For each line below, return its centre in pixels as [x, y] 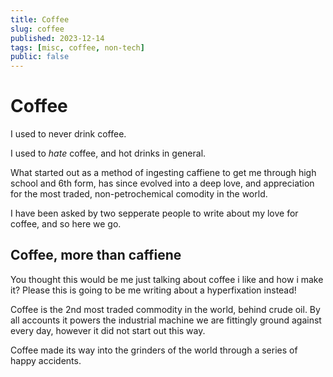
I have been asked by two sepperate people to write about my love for [154, 213]
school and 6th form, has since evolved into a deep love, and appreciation [162, 183]
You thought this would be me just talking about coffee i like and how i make [167, 279]
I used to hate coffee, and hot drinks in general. [108, 153]
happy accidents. [46, 360]
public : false [40, 57]
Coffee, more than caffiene [96, 255]
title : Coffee [40, 19]
